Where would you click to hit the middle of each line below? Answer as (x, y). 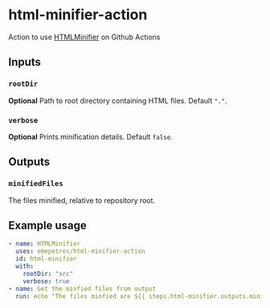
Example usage (47, 225)
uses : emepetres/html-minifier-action (81, 251)
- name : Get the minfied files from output (82, 289)
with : (25, 266)
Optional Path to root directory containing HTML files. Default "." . (118, 100)
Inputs (25, 62)
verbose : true (46, 281)
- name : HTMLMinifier (45, 244)
